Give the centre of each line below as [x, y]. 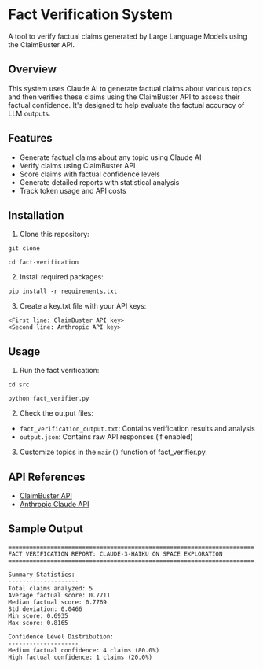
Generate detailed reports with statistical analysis [99, 182]
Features [30, 138]
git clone [24, 249]
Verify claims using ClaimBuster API [77, 165]
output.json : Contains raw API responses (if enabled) [106, 437]
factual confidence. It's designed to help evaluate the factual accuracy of [126, 105]
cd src [19, 385]
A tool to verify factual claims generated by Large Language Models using [128, 36]
